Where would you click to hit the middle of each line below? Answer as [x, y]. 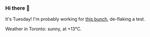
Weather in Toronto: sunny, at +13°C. [43, 29]
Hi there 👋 [18, 8]
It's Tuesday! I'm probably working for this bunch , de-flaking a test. [75, 19]
